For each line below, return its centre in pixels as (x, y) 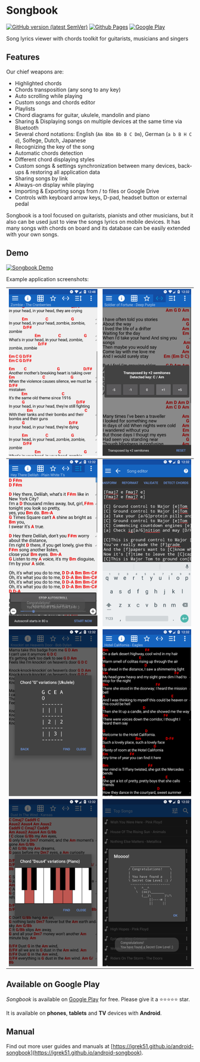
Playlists (25, 109)
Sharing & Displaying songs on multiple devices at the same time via (99, 121)
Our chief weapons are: (35, 72)
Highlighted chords (38, 83)
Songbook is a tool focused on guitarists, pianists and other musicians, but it (100, 215)
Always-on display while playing (54, 184)
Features (23, 57)
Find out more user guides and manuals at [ (60, 1046)
